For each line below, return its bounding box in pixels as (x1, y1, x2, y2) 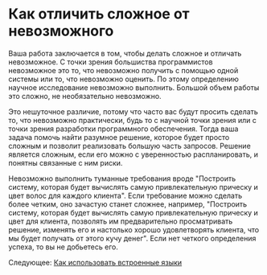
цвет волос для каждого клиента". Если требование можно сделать (8, 191, 243, 200)
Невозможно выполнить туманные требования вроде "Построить (8, 174, 236, 183)
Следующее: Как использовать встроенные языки (8, 257, 183, 267)
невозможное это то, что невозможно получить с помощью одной (8, 65, 239, 75)
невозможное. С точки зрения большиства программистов (8, 57, 213, 67)
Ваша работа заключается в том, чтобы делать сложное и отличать (8, 48, 242, 58)
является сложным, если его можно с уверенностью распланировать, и (8, 150, 259, 159)
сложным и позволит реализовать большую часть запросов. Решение (8, 141, 251, 150)
